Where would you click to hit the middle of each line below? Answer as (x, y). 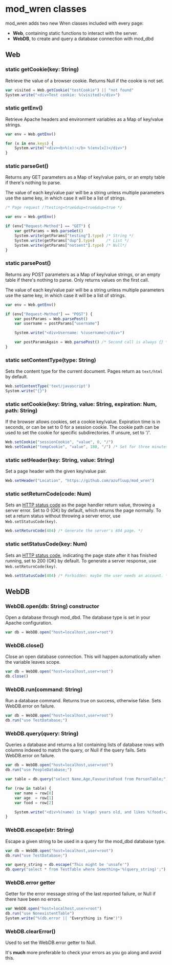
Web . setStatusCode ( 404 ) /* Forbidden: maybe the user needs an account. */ (88, 576)
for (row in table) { (28, 789)
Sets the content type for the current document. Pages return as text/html (84, 371)
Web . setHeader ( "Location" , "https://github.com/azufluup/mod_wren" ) (80, 481)
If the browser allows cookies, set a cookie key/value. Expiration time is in (83, 422)
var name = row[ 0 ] (34, 793)
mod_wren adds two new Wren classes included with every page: (74, 23)
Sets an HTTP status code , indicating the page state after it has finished (81, 555)
